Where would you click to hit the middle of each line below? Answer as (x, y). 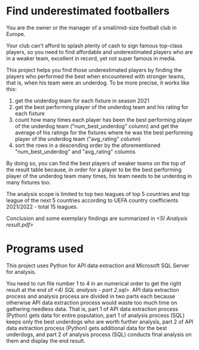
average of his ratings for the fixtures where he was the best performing (104, 132)
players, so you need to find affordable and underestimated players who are (99, 52)
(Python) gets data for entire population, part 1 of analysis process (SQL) (96, 315)
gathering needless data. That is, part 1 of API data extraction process (92, 309)
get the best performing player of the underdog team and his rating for (102, 107)
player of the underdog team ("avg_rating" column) (78, 138)
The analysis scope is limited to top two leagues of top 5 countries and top (98, 194)
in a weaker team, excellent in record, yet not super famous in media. (91, 58)
